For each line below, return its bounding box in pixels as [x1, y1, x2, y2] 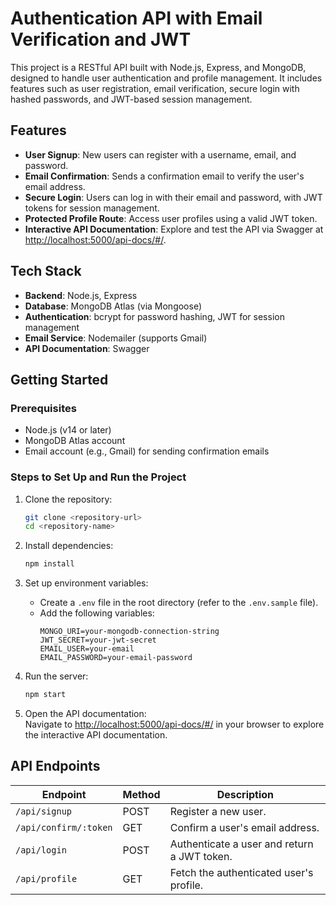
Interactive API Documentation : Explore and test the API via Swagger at [24, 223, 324, 235]
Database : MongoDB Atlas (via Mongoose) [24, 300, 203, 312]
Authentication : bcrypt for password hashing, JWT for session [24, 310, 285, 322]
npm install [24, 559, 75, 569]
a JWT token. [169, 849, 233, 863]
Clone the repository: [24, 493, 113, 505]
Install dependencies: [24, 540, 114, 552]
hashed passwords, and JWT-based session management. [10, 93, 253, 105]
